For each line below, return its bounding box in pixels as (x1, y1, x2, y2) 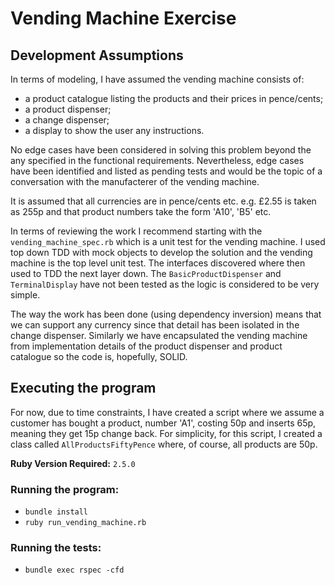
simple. (10, 289, 41, 301)
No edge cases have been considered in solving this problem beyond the (10, 144, 312, 156)
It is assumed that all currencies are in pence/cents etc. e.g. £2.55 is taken (10, 195, 317, 207)
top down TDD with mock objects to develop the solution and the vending (10, 247, 313, 258)
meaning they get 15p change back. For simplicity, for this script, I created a (10, 427, 323, 439)
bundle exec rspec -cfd (24, 565, 125, 576)
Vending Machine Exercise (10, 7, 237, 30)
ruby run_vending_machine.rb (24, 518, 147, 528)
